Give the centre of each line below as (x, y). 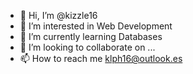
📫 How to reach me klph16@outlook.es (101, 58)
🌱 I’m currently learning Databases (91, 36)
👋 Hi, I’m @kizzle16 (58, 15)
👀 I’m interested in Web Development (96, 26)
